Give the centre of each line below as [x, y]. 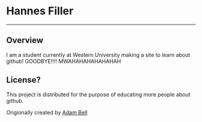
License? [23, 80]
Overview [25, 40]
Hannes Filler [40, 11]
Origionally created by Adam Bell [47, 112]
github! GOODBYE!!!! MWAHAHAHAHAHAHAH [64, 61]
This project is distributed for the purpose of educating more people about [98, 94]
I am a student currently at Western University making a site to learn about [98, 54]
